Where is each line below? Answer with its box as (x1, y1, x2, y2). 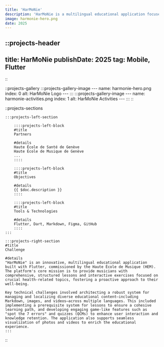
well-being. (5, 282, 29, 286)
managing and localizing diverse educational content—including (5, 294, 139, 300)
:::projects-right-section (5, 239, 60, 244)
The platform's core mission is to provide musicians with (5, 269, 128, 274)
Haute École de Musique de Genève (14, 149, 84, 154)
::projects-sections (5, 106, 43, 111)
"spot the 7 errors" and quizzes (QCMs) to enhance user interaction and (5, 311, 159, 317)
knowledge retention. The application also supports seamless (5, 316, 134, 321)
